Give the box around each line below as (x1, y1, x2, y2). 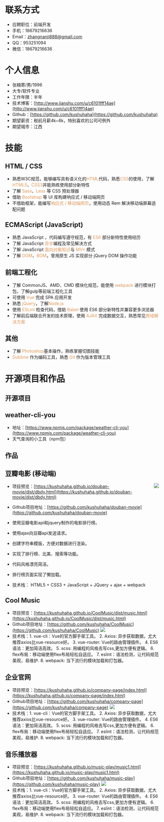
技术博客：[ (12, 100, 36, 106)
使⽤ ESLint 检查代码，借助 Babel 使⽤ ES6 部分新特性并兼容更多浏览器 (12, 306, 155, 312)
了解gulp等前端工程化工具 (20, 288, 73, 294)
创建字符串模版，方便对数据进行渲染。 (12, 540, 89, 546)
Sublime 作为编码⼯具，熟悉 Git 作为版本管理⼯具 (12, 354, 111, 360)
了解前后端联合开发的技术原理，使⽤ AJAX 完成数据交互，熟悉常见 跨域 (12, 313, 155, 319)
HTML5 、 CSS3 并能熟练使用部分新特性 (12, 181, 90, 188)
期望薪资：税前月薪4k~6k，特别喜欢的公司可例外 (12, 118, 111, 123)
